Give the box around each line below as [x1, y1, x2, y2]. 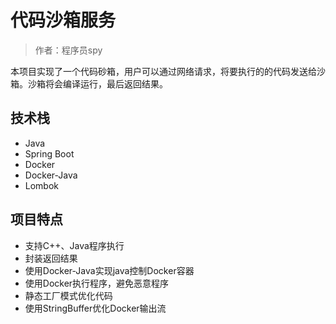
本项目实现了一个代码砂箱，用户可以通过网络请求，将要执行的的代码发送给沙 [10, 65, 326, 77]
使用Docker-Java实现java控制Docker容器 [24, 264, 195, 276]
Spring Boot [24, 147, 75, 160]
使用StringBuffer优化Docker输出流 [24, 302, 167, 314]
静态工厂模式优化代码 [24, 289, 113, 301]
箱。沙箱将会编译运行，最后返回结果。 [10, 77, 168, 90]
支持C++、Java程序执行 [24, 239, 125, 251]
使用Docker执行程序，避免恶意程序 [24, 277, 170, 289]
